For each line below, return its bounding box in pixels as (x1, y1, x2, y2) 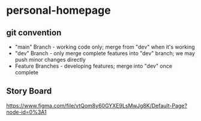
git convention (6, 28, 62, 38)
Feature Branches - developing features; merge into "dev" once (14, 62, 173, 69)
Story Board (6, 86, 52, 96)
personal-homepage (6, 4, 111, 17)
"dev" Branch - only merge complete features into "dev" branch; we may (14, 50, 195, 57)
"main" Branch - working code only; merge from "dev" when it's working (14, 43, 195, 50)
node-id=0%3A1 (6, 108, 47, 116)
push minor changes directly (14, 56, 86, 63)
